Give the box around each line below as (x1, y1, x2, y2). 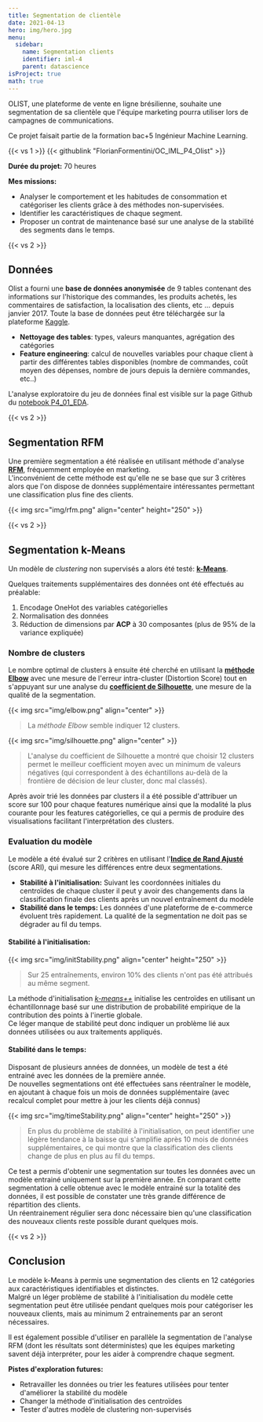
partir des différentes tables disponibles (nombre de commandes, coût (19, 357, 249, 367)
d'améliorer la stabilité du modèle (19, 1387, 128, 1397)
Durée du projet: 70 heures (8, 161, 97, 170)
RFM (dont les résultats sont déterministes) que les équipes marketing (8, 1340, 236, 1350)
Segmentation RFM (8, 435, 104, 449)
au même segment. (27, 978, 90, 988)
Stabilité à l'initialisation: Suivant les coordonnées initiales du (19, 878, 221, 887)
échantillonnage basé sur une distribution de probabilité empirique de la (8, 1002, 241, 1011)
